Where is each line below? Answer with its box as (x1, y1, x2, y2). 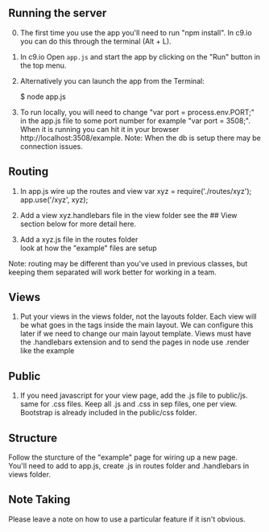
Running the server (8, 6, 107, 20)
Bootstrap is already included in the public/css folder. (19, 408, 197, 418)
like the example (19, 346, 75, 356)
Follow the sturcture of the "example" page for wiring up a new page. (8, 452, 238, 462)
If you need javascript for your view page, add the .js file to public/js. (19, 390, 248, 401)
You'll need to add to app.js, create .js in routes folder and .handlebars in (8, 461, 250, 471)
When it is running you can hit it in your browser (19, 124, 180, 134)
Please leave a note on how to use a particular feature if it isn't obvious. (8, 514, 246, 524)
